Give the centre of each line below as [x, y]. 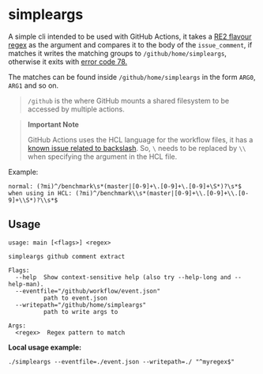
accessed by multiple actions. [76, 109]
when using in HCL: [40, 193]
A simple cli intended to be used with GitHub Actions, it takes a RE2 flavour [130, 36]
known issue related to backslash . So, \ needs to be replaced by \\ [137, 148]
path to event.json [75, 298]
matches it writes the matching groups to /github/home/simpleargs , [118, 53]
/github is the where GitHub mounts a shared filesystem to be [128, 100]
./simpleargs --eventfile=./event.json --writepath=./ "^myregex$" [122, 361]
